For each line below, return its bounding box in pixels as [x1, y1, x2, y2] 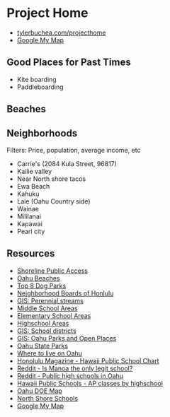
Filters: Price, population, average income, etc [6, 146, 141, 154]
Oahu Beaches [16, 274, 61, 282]
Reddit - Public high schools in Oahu [16, 371, 124, 380]
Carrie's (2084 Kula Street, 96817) [16, 159, 118, 168]
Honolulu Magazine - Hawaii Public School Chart [16, 356, 159, 365]
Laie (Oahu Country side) [16, 196, 91, 206]
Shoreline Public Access [16, 266, 88, 275]
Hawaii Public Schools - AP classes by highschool [16, 379, 164, 387]
